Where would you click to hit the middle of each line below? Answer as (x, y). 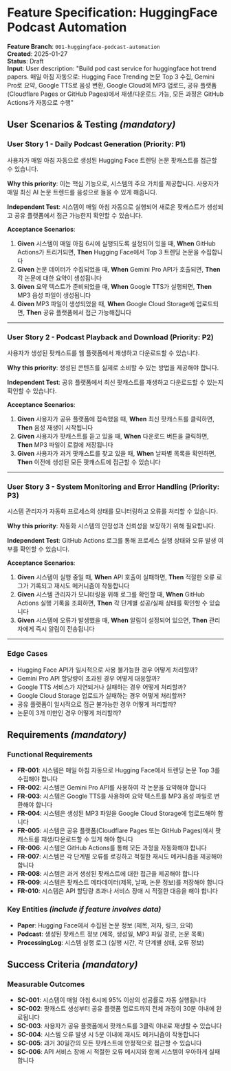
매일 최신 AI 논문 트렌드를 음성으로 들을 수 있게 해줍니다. (82, 192)
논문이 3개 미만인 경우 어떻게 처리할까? (69, 712)
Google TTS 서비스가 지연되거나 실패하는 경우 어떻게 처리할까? (102, 687)
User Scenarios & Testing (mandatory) (91, 124)
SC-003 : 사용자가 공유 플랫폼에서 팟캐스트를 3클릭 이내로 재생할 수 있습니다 (119, 1026)
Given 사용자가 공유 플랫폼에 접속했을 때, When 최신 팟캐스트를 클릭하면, (115, 419)
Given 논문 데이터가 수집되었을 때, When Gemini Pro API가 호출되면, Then (119, 269)
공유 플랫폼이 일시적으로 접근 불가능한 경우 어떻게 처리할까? (97, 704)
